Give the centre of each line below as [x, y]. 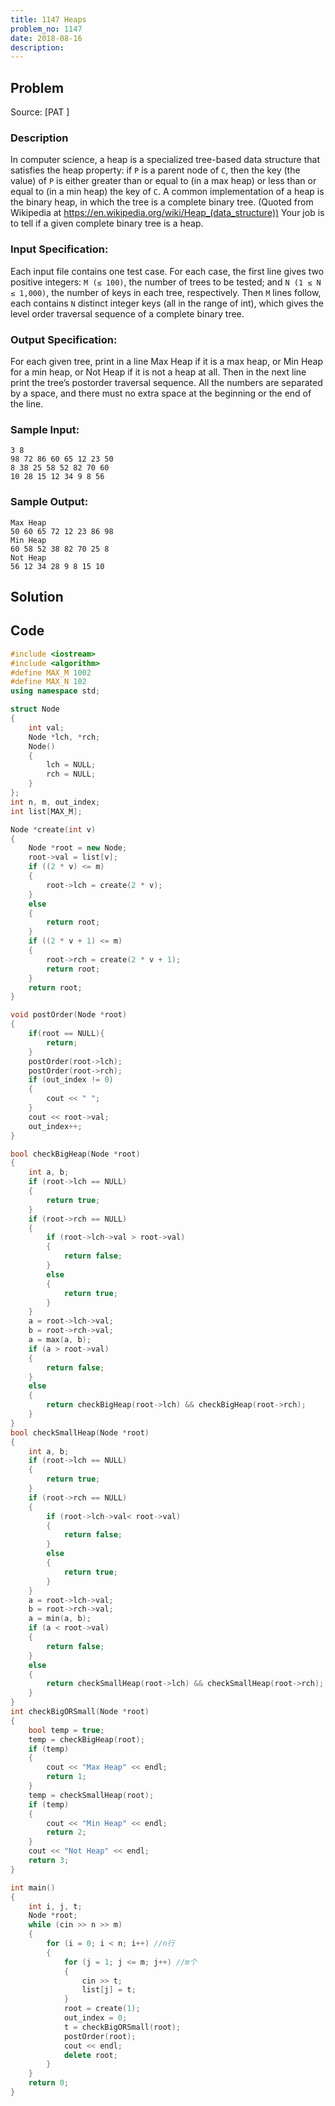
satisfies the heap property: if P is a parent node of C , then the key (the [155, 170]
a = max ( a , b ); [60, 1340]
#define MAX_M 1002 [51, 672]
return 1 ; [66, 1777]
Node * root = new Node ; [78, 848]
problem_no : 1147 [46, 29]
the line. [27, 403]
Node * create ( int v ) [53, 829]
